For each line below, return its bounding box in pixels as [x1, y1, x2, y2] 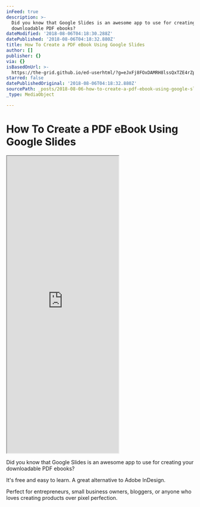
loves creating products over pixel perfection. [6, 494, 118, 501]
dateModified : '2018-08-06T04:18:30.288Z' [6, 31, 113, 37]
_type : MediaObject [6, 92, 55, 97]
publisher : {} [6, 53, 42, 59]
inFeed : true [6, 8, 39, 15]
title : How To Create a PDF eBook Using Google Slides [6, 42, 145, 48]
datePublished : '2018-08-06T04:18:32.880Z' [6, 36, 116, 42]
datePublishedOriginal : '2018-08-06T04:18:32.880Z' [6, 81, 137, 87]
